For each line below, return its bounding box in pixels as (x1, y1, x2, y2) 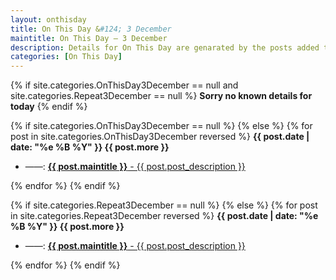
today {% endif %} (10, 101, 88, 113)
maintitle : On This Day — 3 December (10, 33, 168, 43)
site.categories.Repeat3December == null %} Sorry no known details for (10, 90, 313, 102)
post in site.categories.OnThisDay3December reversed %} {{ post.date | (10, 131, 310, 143)
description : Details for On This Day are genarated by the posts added (10, 42, 320, 53)
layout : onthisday (10, 14, 87, 25)
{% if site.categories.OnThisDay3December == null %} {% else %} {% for (10, 120, 313, 132)
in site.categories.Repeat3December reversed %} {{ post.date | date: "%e (10, 210, 319, 222)
